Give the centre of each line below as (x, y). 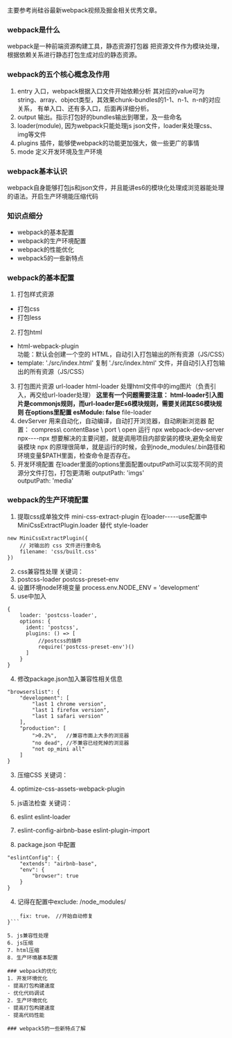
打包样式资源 (35, 294)
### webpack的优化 (32, 971)
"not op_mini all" (59, 749)
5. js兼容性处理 (28, 936)
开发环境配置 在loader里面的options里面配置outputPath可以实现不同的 (117, 464)
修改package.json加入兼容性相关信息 (70, 679)
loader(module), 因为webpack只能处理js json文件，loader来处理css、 (116, 125)
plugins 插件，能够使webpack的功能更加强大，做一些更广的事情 (108, 143)
